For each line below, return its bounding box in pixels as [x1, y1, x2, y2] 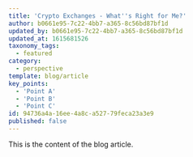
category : [8, 57, 42, 66]
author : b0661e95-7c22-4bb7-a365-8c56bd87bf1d [8, 19, 169, 28]
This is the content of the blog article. [8, 139, 134, 149]
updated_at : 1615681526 [8, 34, 89, 43]
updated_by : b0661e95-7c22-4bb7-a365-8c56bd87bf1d [8, 27, 183, 35]
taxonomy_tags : [8, 42, 60, 50]
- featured [15, 49, 53, 57]
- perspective [15, 65, 63, 73]
